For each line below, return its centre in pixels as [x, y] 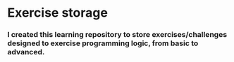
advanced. [26, 52]
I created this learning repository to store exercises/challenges [117, 35]
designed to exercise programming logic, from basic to [103, 43]
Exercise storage [57, 13]
